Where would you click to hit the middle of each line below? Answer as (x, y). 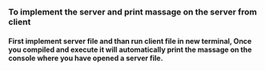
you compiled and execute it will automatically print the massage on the (130, 49)
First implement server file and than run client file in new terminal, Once (130, 41)
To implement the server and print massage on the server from (133, 12)
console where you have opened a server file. (86, 57)
